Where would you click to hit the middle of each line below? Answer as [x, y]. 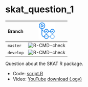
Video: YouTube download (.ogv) [47, 79]
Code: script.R [28, 74]
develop [16, 53]
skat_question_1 [40, 9]
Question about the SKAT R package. [44, 64]
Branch [16, 31]
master [14, 46]
